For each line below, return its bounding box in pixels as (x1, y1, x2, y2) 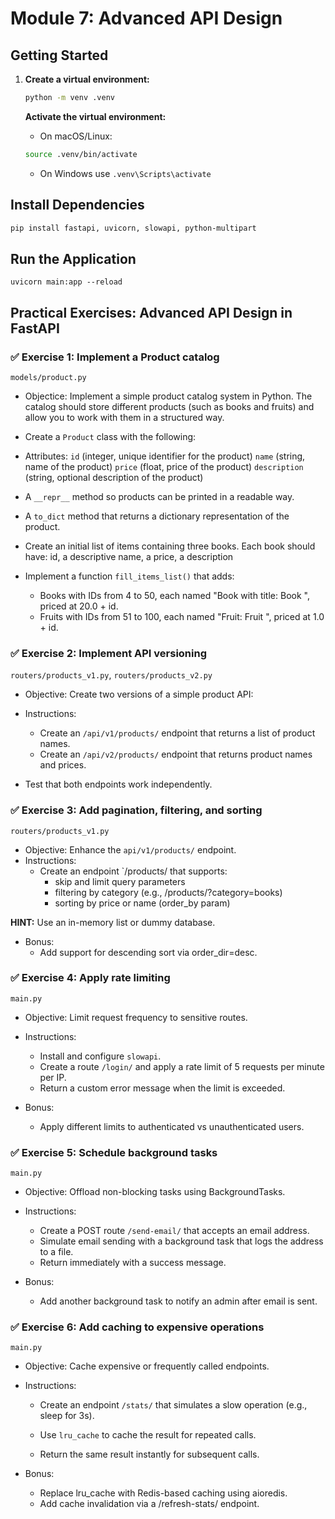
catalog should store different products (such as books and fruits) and (24, 400, 315, 412)
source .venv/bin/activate (24, 149, 138, 159)
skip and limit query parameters (54, 875, 186, 887)
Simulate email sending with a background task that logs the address (39, 1235, 324, 1247)
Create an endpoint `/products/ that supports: (39, 865, 228, 877)
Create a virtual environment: (24, 73, 150, 85)
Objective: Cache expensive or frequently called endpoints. (24, 1360, 270, 1372)
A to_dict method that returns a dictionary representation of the (24, 510, 290, 522)
